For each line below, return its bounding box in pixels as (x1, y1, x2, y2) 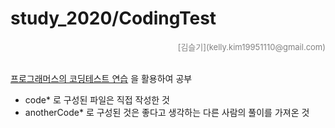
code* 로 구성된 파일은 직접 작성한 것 (24, 93, 171, 106)
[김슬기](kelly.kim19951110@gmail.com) (177, 41, 326, 52)
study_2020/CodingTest (10, 7, 217, 30)
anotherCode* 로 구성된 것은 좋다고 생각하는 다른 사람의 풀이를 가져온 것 (24, 106, 310, 118)
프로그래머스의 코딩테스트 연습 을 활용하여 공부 (10, 72, 193, 84)
